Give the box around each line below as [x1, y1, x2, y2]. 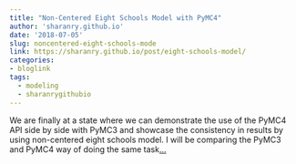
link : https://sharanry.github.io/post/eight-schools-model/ [9, 47, 247, 56]
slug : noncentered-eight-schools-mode [9, 38, 157, 48]
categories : [9, 56, 55, 65]
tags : [9, 73, 30, 82]
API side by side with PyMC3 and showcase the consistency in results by [9, 124, 284, 135]
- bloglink [9, 65, 51, 74]
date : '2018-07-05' [9, 30, 84, 39]
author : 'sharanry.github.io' [9, 22, 125, 31]
